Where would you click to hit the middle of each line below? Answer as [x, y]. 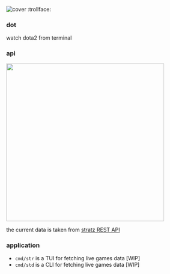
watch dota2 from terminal [39, 38]
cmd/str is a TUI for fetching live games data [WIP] [77, 258]
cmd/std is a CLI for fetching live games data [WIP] [77, 264]
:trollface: [39, 9]
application [23, 245]
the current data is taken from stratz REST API [63, 230]
